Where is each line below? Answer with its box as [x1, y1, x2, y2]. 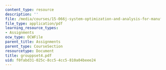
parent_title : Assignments [5, 39, 61, 44]
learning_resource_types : [5, 26, 58, 31]
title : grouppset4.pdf [5, 53, 52, 58]
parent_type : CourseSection [5, 44, 63, 49]
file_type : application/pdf [5, 21, 63, 26]
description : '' [5, 12, 39, 17]
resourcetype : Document [5, 48, 54, 53]
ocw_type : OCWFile [5, 35, 43, 40]
